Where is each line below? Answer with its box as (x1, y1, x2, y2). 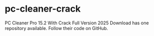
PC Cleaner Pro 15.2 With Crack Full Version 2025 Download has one (5, 20, 149, 26)
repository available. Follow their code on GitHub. (5, 25, 108, 31)
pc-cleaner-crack (5, 3, 81, 15)
